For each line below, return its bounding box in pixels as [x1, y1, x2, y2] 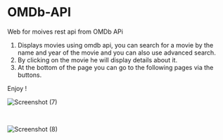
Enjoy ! [7, 84, 27, 92]
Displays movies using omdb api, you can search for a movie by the [17, 41, 214, 49]
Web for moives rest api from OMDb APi [7, 27, 123, 36]
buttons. [17, 71, 42, 79]
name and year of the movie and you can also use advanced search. [17, 48, 216, 57]
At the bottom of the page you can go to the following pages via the [17, 63, 214, 71]
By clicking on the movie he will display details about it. [17, 55, 178, 64]
